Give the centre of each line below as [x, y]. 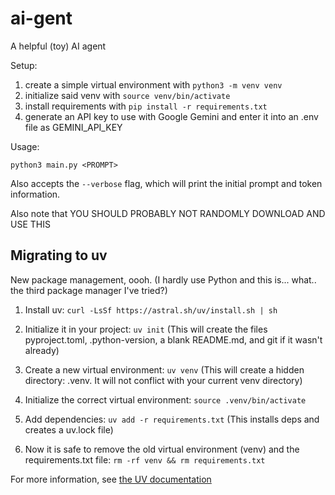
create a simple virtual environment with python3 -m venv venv [153, 84]
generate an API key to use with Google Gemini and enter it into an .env [171, 116]
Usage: [25, 146]
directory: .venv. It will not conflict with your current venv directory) [163, 380]
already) [42, 350]
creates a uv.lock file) [69, 429]
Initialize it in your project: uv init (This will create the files [146, 329]
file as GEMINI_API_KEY [73, 127]
